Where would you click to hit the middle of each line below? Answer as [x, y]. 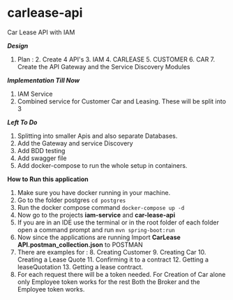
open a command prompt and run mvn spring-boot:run [96, 229]
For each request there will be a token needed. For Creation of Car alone [121, 274]
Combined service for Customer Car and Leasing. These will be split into [122, 101]
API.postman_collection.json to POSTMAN [80, 244]
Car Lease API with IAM [41, 32]
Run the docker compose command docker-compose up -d [101, 207]
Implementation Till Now [44, 80]
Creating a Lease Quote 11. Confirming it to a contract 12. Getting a [113, 259]
